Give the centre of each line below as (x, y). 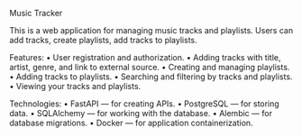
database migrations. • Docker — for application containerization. (132, 123)
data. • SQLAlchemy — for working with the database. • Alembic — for (141, 113)
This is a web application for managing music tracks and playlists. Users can (151, 30)
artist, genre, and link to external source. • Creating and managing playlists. (150, 67)
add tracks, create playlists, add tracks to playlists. (103, 40)
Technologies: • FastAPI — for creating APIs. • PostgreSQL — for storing (144, 104)
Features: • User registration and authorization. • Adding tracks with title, (145, 57)
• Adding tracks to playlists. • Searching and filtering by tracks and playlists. (151, 77)
